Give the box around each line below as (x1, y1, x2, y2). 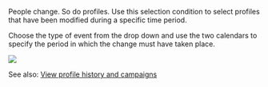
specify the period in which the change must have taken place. (8, 39, 216, 49)
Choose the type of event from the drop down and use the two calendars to (8, 31, 258, 40)
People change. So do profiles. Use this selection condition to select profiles (8, 7, 260, 16)
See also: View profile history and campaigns (8, 69, 158, 79)
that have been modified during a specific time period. (8, 15, 187, 25)
